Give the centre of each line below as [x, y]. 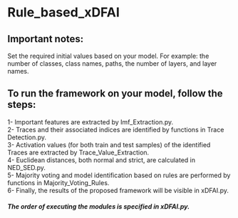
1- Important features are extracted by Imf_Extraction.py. [90, 122]
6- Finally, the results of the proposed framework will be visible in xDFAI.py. [118, 190]
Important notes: [46, 39]
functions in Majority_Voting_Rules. [58, 182]
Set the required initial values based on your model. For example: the [108, 56]
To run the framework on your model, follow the [115, 94]
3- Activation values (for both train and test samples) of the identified [109, 144]
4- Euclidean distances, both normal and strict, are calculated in [102, 160]
